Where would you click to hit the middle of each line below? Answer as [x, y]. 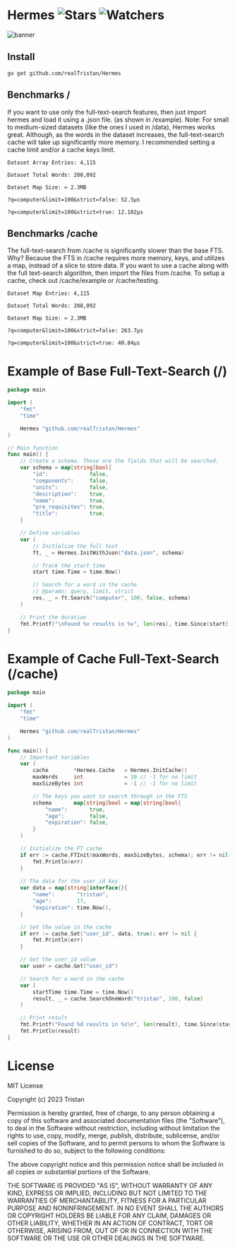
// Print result [44, 1018]
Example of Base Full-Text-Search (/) [117, 371]
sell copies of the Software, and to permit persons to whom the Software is [116, 1143]
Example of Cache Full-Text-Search [114, 659]
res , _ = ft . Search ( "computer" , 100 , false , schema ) [112, 598]
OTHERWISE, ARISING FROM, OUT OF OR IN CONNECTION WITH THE [110, 1230]
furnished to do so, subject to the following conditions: [86, 1150]
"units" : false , [71, 487]
